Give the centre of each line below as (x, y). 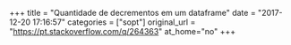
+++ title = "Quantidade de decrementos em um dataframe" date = (133, 13)
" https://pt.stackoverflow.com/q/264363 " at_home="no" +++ (122, 31)
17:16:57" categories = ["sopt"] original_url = (114, 22)
